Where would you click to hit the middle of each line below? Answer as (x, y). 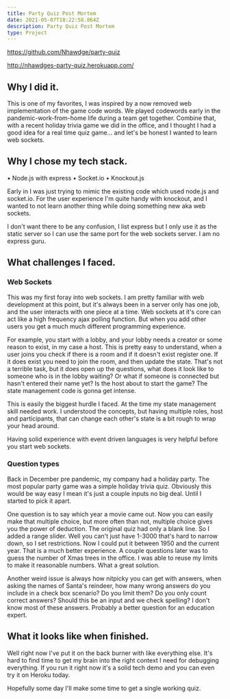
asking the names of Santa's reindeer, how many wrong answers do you (109, 585)
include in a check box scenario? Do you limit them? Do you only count (107, 593)
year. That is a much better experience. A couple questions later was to (108, 550)
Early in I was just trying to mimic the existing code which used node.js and (113, 191)
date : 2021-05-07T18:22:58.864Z (53, 20)
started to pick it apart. (39, 501)
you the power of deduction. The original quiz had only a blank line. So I (108, 528)
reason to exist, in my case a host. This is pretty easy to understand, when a (115, 346)
